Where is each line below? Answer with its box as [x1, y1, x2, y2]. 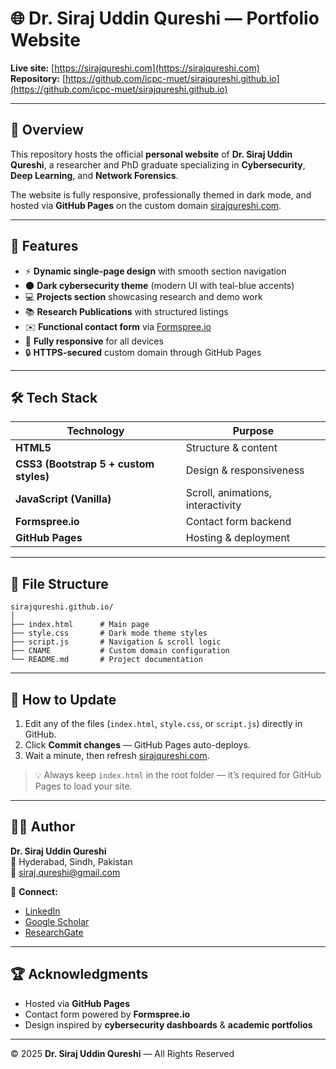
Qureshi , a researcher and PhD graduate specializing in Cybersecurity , [10, 158, 306, 171]
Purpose [232, 424, 275, 438]
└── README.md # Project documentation [10, 655, 203, 665]
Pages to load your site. [34, 780, 133, 792]
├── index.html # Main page [10, 620, 150, 630]
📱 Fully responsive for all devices [24, 335, 164, 347]
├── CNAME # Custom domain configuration [10, 646, 230, 656]
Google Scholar [24, 915, 90, 927]
